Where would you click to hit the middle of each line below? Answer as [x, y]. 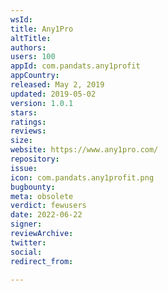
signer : [26, 224]
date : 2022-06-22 [46, 215]
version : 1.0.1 [42, 103]
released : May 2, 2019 [57, 85]
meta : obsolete [42, 196]
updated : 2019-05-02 [53, 94]
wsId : [21, 19]
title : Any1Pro [42, 29]
